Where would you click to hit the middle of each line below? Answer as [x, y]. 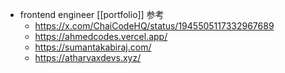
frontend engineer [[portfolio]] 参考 [92, 14]
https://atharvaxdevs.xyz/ [88, 57]
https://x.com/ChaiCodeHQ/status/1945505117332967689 [154, 26]
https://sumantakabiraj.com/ [93, 47]
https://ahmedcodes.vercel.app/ [101, 36]
